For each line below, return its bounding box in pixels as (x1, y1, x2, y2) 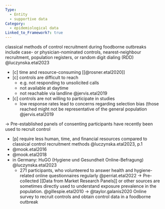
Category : (5, 21, 26, 26)
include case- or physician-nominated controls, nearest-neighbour (5, 49, 141, 55)
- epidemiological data (9, 26, 58, 31)
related (19, 173, 35, 178)
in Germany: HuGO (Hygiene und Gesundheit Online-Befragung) (12, 157, 144, 162)
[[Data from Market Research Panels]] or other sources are (40, 178, 160, 184)
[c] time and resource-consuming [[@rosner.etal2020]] (12, 69, 125, 75)
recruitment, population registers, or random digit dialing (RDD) (5, 54, 134, 60)
